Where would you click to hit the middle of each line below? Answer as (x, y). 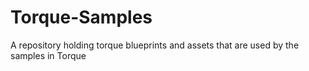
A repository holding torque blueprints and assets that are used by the (155, 45)
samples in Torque (48, 55)
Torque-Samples (81, 17)
